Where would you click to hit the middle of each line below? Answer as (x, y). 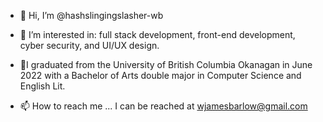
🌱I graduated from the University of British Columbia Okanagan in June (166, 64)
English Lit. (42, 86)
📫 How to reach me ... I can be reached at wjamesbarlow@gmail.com (163, 106)
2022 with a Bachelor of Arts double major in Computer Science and (160, 75)
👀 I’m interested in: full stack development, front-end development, (157, 34)
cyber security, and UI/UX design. (89, 45)
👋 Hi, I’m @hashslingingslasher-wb (91, 15)
